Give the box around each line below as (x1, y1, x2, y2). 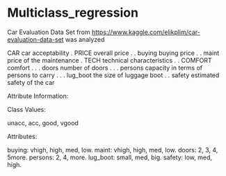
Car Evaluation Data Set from (7, 28, 90, 36)
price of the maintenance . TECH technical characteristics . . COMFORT (7, 56, 212, 64)
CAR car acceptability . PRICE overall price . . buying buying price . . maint (7, 49, 220, 57)
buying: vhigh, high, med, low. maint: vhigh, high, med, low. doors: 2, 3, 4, (7, 145, 218, 154)
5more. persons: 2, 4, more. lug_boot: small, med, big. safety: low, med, (7, 153, 213, 161)
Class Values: (7, 105, 47, 113)
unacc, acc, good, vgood (7, 118, 79, 127)
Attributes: (7, 132, 38, 141)
